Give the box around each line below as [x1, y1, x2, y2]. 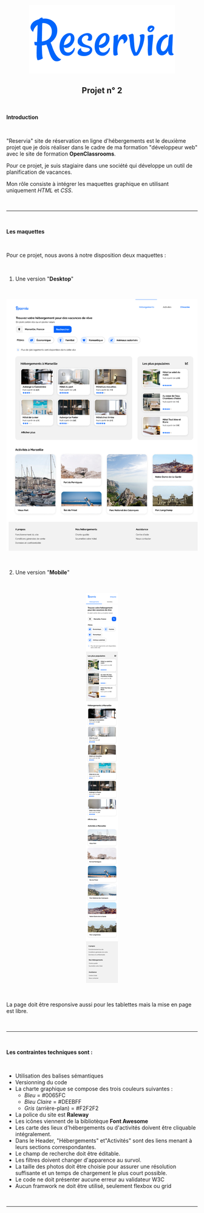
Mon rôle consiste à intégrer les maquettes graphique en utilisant [6, 180, 169, 187]
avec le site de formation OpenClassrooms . [6, 150, 117, 157]
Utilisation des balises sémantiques [15, 1072, 104, 1079]
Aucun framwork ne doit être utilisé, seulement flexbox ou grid [15, 1182, 172, 1189]
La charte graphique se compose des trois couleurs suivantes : [15, 1085, 173, 1092]
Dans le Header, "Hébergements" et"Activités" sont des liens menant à [15, 1137, 192, 1144]
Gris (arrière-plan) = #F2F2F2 [24, 1104, 99, 1112]
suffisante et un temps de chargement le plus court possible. [15, 1169, 168, 1176]
